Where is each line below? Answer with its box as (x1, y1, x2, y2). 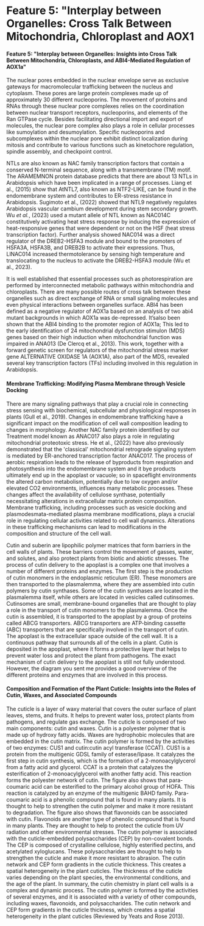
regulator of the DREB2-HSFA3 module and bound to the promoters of (6, 237, 182, 245)
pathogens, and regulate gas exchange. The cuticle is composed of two (6, 718, 187, 725)
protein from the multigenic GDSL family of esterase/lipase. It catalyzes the (6, 750, 195, 758)
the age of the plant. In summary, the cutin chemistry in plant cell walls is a (6, 880, 194, 888)
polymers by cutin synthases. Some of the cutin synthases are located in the (6, 587, 199, 594)
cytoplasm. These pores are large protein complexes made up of (6, 90, 169, 97)
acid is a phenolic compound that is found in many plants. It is (31, 795, 186, 803)
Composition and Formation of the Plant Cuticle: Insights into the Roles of (6, 685, 196, 692)
